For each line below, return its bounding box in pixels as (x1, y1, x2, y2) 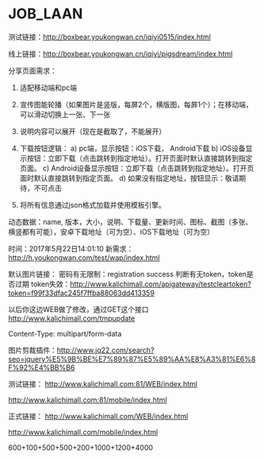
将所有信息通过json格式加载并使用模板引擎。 (19, 200, 166, 209)
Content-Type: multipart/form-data (8, 329, 122, 338)
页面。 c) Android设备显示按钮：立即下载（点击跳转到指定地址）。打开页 (19, 163, 254, 173)
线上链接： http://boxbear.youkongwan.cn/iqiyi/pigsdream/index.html (8, 49, 233, 58)
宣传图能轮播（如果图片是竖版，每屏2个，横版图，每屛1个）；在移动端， (19, 99, 254, 109)
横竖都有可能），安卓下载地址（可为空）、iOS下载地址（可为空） (8, 227, 215, 236)
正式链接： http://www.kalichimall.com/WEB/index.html (8, 411, 189, 421)
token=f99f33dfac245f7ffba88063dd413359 (8, 288, 155, 298)
